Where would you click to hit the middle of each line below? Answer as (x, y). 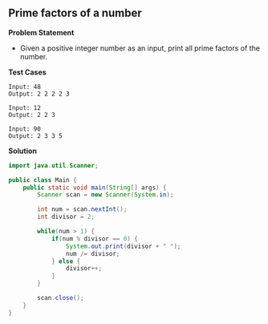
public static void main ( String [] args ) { (95, 188)
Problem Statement (41, 32)
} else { (66, 261)
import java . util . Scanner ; (53, 165)
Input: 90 (25, 129)
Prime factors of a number (75, 13)
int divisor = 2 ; (66, 217)
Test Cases (27, 72)
